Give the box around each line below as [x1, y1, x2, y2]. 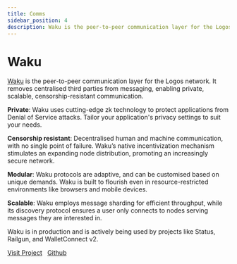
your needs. [7, 120, 42, 129]
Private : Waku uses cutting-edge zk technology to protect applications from [7, 106, 229, 114]
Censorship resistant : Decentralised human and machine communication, [7, 134, 224, 143]
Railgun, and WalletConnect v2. [7, 235, 99, 244]
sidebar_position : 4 [7, 17, 68, 24]
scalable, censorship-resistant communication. [7, 92, 144, 101]
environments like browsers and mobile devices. [7, 185, 148, 194]
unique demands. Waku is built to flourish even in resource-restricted [7, 177, 209, 187]
